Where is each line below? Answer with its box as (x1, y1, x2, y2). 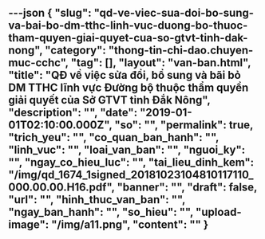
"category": (45, 44, 106, 57)
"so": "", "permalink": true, (114, 119, 254, 132)
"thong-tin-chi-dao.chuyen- (108, 44, 254, 57)
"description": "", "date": (8, 106, 138, 119)
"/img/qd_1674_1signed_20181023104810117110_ (8, 168, 254, 182)
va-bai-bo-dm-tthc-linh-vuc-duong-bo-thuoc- (8, 19, 248, 33)
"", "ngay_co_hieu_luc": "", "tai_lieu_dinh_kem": (8, 155, 255, 170)
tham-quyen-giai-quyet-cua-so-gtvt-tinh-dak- (8, 31, 248, 45)
